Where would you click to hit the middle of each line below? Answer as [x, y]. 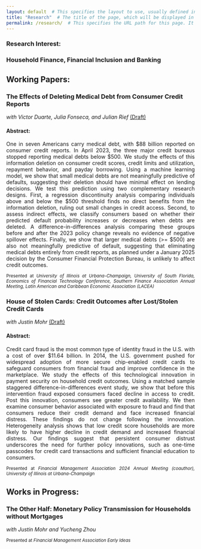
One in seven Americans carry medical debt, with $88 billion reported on [100, 144]
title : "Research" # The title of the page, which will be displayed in [100, 17]
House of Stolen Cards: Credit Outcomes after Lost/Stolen [92, 301]
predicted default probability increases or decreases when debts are [100, 221]
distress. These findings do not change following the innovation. [100, 419]
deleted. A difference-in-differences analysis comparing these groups [100, 227]
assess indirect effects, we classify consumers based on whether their [100, 214]
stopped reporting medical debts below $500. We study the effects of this [100, 157]
